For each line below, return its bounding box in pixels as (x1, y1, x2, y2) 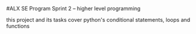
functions (6, 23, 30, 29)
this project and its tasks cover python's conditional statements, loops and (6, 16, 191, 23)
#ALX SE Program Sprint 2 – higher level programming (6, 5, 141, 12)
